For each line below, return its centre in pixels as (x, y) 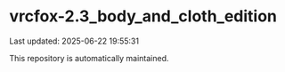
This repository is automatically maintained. (89, 58)
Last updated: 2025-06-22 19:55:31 (74, 41)
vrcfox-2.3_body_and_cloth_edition (143, 16)
